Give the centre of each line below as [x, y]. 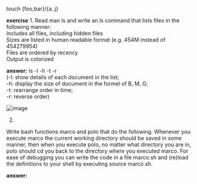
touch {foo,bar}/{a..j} [32, 9]
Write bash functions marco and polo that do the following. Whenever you [98, 132]
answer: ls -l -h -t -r [32, 71]
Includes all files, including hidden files [55, 33]
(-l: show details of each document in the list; [63, 77]
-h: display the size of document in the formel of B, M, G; [77, 84]
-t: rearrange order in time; [40, 90]
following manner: [29, 27]
